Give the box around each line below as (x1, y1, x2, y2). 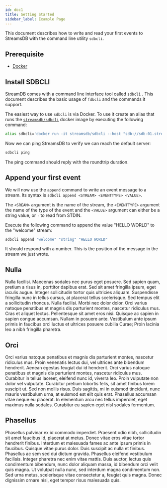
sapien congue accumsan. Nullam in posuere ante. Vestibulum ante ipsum (5, 316, 157, 322)
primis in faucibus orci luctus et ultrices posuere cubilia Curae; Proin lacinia (5, 321, 160, 327)
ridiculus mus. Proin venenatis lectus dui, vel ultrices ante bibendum (5, 359, 145, 365)
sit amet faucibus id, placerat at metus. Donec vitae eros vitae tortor (5, 435, 145, 441)
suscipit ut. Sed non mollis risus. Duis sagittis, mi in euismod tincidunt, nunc (5, 386, 161, 392)
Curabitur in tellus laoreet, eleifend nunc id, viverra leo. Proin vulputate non (5, 375, 159, 381)
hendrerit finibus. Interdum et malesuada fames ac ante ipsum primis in (5, 440, 151, 446)
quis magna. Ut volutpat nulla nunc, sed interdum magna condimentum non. (5, 467, 161, 473)
